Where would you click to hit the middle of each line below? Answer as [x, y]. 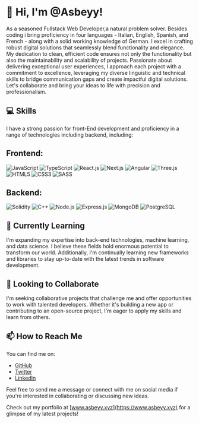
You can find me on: [31, 353]
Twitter [23, 371]
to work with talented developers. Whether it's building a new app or [90, 304]
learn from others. [28, 317]
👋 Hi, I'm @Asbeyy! [54, 12]
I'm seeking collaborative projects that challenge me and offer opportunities [99, 298]
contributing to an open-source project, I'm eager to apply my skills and [94, 311]
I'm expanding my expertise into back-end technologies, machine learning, [98, 240]
